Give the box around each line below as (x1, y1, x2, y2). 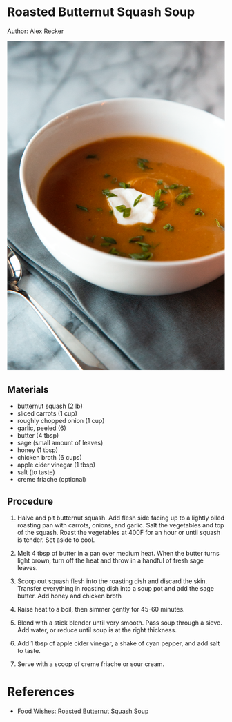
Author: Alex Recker (7, 27, 64, 35)
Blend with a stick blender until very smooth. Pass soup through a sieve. (17, 618, 222, 627)
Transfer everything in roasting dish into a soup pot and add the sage (17, 585, 214, 593)
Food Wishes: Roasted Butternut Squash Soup (17, 707, 149, 715)
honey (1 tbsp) (17, 446, 59, 454)
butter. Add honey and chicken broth (17, 592, 122, 601)
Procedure (7, 495, 54, 507)
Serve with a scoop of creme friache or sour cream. (17, 660, 164, 668)
